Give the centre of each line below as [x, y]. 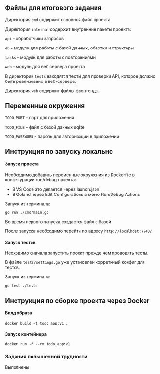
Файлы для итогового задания [53, 8]
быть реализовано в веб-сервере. [41, 81]
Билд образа [19, 313]
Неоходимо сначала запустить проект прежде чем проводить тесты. [77, 253]
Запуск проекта [22, 164]
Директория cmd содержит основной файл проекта [58, 19]
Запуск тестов [20, 242]
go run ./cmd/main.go [27, 213]
